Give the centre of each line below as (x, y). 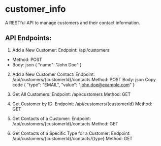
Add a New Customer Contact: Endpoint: (53, 74)
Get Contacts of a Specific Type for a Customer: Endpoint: (71, 133)
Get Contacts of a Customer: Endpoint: (51, 118)
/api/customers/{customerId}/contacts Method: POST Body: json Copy (84, 79)
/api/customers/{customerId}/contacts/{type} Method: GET (72, 138)
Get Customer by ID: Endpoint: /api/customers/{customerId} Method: (82, 104)
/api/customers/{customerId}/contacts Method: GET (65, 123)
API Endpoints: (28, 38)
